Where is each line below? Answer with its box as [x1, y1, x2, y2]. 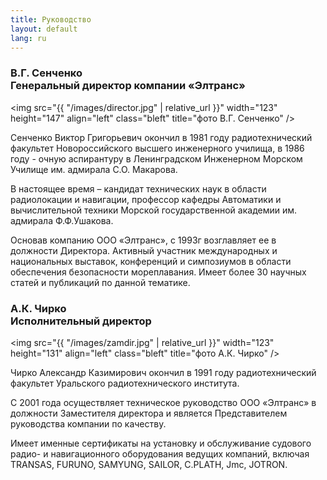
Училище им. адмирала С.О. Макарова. [10, 163, 178, 175]
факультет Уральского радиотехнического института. [10, 377, 240, 389]
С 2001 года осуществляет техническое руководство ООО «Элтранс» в [10, 396, 317, 408]
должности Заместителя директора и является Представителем [10, 407, 288, 419]
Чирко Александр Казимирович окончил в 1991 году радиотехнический [10, 366, 317, 378]
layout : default [10, 24, 78, 34]
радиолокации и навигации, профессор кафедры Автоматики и [10, 193, 282, 205]
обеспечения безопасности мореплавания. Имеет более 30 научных [10, 266, 307, 278]
